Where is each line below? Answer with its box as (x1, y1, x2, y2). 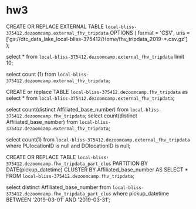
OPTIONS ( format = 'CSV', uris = (110, 29, 191, 36)
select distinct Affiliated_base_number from (6, 183, 111, 191)
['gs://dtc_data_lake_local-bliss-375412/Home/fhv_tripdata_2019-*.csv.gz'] (6, 35, 188, 42)
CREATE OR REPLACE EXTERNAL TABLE (6, 23, 104, 30)
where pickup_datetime (112, 190, 169, 197)
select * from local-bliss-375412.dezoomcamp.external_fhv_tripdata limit (6, 53, 185, 60)
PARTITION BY (112, 160, 148, 167)
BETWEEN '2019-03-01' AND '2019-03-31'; (6, 196, 110, 203)
